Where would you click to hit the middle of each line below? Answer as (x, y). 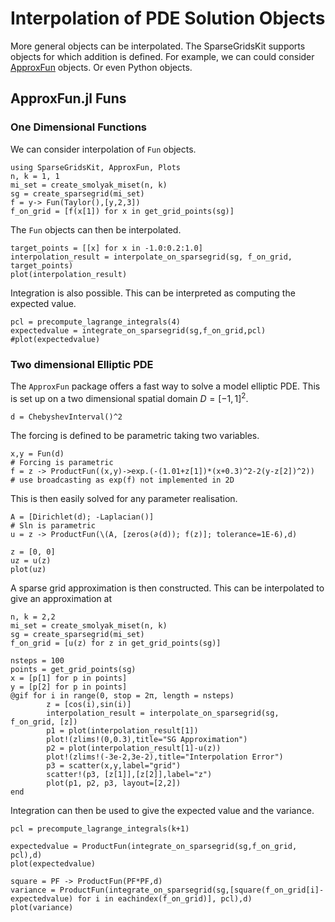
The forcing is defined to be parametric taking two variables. (135, 435)
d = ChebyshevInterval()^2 (66, 417)
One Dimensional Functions (78, 127)
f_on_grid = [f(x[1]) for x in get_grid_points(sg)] (122, 211)
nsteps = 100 (37, 660)
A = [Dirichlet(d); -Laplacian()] (82, 517)
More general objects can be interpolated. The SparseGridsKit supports (158, 46)
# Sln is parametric (53, 525)
